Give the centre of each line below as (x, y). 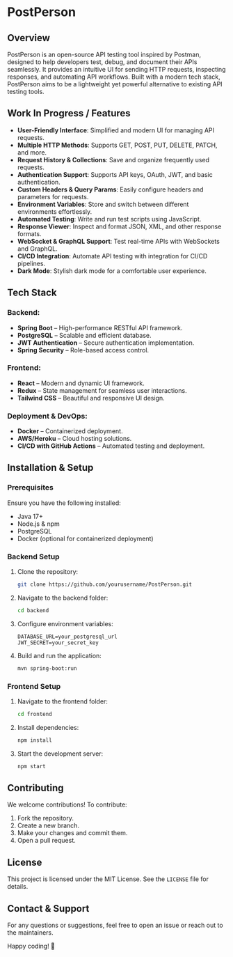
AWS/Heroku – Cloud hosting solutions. (74, 439)
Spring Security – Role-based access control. (83, 350)
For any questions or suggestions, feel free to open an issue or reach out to (115, 925)
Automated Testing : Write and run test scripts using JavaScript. (109, 219)
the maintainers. (30, 933)
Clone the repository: (48, 572)
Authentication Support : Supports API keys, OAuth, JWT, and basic (115, 174)
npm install (34, 740)
